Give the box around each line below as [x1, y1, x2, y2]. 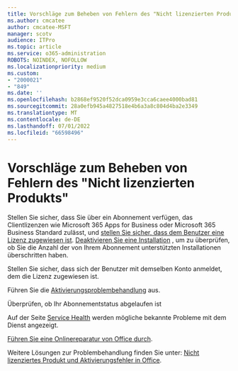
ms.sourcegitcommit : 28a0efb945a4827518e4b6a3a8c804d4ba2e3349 [7, 103, 198, 110]
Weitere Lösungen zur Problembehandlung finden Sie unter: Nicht [7, 348, 200, 357]
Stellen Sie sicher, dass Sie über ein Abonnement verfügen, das [7, 214, 193, 222]
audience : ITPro [7, 37, 55, 44]
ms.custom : [7, 70, 40, 77]
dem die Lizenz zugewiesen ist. [7, 272, 99, 281]
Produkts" [7, 189, 69, 206]
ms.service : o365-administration [7, 50, 106, 57]
